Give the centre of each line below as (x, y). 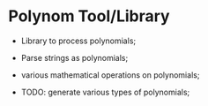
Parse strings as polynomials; (74, 57)
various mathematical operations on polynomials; (110, 75)
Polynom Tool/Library (89, 16)
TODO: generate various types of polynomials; (105, 92)
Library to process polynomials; (78, 41)
